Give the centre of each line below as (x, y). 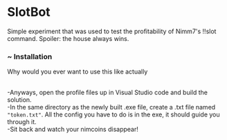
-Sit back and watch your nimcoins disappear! (73, 130)
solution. (20, 100)
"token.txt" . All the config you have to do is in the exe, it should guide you (113, 114)
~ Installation (30, 56)
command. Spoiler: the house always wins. (68, 38)
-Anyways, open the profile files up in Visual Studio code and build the (108, 93)
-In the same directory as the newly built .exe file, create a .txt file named (111, 107)
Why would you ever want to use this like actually (78, 72)
